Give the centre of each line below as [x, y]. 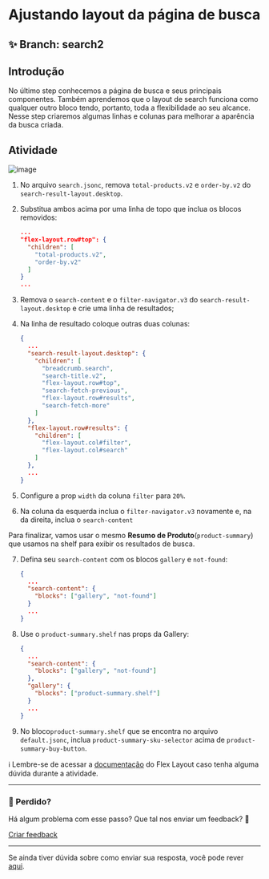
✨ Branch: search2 [56, 45]
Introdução [36, 71]
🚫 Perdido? [30, 801]
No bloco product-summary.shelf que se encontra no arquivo [119, 731]
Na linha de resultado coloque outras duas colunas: [105, 324]
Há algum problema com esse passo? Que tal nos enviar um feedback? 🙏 [129, 819]
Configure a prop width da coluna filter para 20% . [102, 496]
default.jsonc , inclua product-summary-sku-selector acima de [122, 739]
